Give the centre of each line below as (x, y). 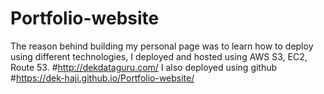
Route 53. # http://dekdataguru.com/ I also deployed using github (144, 67)
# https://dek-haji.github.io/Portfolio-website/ (102, 78)
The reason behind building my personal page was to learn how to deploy (162, 46)
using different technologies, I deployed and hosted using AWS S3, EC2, (159, 56)
